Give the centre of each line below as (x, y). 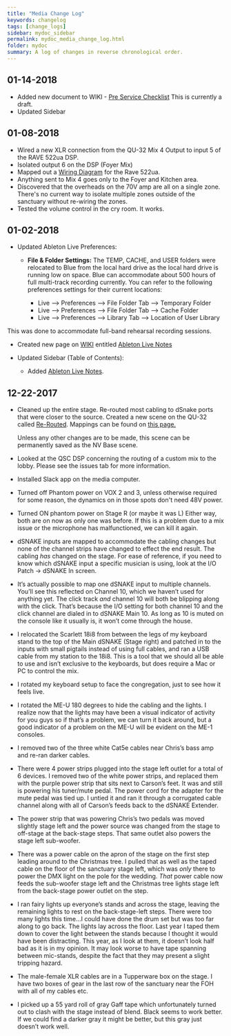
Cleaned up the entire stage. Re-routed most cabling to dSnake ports (115, 410)
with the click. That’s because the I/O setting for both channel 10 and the (120, 606)
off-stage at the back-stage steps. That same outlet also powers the (114, 833)
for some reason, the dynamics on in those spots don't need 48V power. (120, 500)
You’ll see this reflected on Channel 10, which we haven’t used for (111, 592)
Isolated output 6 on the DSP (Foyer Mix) (75, 164)
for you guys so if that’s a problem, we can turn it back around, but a (114, 720)
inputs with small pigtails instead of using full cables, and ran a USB (113, 649)
